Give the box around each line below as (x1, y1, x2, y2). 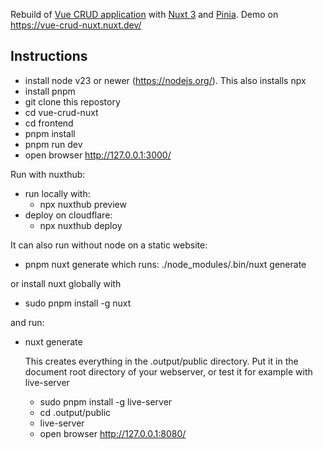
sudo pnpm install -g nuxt (24, 297, 132, 309)
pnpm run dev (24, 138, 83, 150)
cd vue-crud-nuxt (24, 106, 99, 118)
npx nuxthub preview (39, 198, 127, 210)
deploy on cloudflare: (24, 209, 113, 221)
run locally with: (24, 187, 91, 199)
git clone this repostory (24, 95, 121, 108)
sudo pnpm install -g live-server (39, 395, 173, 408)
